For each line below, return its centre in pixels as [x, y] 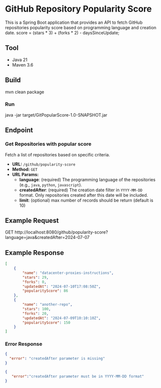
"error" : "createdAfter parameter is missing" [57, 359]
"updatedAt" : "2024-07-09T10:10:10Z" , [62, 318]
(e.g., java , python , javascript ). [51, 185]
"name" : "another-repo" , [48, 304]
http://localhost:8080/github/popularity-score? [61, 232]
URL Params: [25, 174]
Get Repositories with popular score [48, 144]
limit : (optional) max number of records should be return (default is [86, 200]
